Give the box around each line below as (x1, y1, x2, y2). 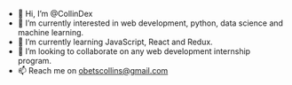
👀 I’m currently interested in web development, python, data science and (17, 18, 284, 28)
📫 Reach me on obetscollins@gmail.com (17, 66, 169, 75)
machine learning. (17, 27, 84, 37)
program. (17, 56, 51, 66)
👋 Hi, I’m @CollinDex (17, 9, 93, 19)
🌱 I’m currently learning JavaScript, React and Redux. (17, 36, 213, 47)
